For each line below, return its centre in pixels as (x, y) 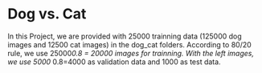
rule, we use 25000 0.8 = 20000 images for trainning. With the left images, (131, 53)
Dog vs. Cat (47, 14)
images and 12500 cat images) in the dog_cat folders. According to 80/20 (130, 44)
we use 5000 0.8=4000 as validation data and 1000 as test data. (115, 62)
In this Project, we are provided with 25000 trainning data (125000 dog (125, 36)
